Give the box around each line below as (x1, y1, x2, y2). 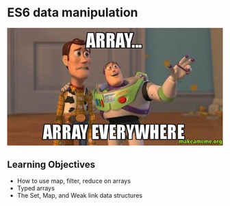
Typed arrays (16, 184, 55, 192)
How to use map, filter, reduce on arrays (16, 177, 131, 185)
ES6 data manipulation (7, 5, 138, 21)
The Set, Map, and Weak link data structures (16, 192, 142, 200)
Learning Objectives (7, 159, 96, 170)
